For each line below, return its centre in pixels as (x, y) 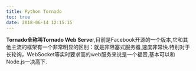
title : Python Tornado (34, 11)
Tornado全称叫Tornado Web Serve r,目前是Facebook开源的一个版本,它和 (94, 40)
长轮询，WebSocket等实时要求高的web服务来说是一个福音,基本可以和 (91, 55)
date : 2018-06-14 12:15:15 (39, 22)
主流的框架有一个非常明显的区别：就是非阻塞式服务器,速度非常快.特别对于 (101, 47)
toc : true (18, 17)
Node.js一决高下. (27, 62)
